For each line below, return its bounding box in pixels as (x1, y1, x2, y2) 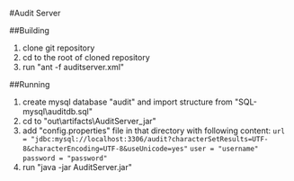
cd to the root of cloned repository (22, 52, 150, 62)
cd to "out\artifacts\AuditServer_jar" (22, 116, 157, 126)
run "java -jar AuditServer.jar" (22, 162, 132, 172)
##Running (9, 79, 50, 89)
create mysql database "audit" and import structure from (22, 96, 234, 107)
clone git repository (22, 42, 95, 53)
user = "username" (190, 144, 259, 153)
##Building (9, 25, 49, 35)
